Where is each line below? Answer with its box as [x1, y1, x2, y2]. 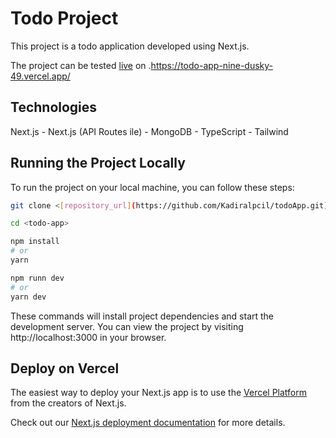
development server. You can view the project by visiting [10, 320, 244, 332]
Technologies [10, 99, 98, 116]
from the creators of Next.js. [10, 397, 127, 409]
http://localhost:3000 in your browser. [10, 331, 167, 343]
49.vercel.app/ [10, 70, 71, 82]
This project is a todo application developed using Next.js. [10, 40, 250, 52]
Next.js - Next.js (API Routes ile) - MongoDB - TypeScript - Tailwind [10, 125, 289, 137]
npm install [10, 237, 60, 247]
